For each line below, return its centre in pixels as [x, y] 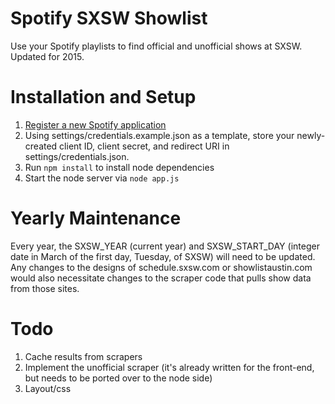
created [41, 146]
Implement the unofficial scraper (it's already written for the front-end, [169, 367]
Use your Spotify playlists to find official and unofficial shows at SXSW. [156, 46]
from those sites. [45, 288]
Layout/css [48, 388]
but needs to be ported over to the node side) [118, 378]
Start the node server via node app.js [102, 178]
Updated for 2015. [47, 56]
